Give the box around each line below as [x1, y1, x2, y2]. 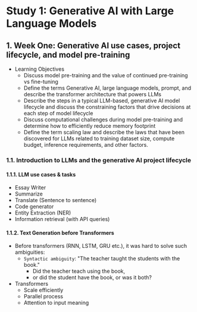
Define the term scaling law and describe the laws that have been [23, 129, 185, 135]
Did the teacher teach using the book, [32, 267, 126, 275]
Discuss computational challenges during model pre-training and [23, 116, 183, 123]
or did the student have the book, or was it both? [32, 274, 152, 281]
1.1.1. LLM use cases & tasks [6, 171, 76, 178]
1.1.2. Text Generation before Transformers [6, 229, 114, 236]
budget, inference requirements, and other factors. [23, 141, 149, 148]
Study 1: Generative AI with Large [6, 4, 174, 18]
